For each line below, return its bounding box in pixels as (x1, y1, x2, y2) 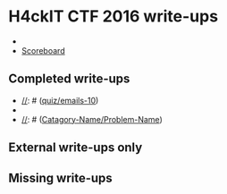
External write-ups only (8, 140, 143, 156)
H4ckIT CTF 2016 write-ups (8, 6, 219, 27)
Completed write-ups (8, 72, 130, 87)
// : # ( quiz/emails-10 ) (21, 95, 99, 105)
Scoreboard (21, 45, 65, 55)
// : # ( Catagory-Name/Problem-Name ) (21, 114, 163, 124)
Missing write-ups (8, 170, 113, 185)
